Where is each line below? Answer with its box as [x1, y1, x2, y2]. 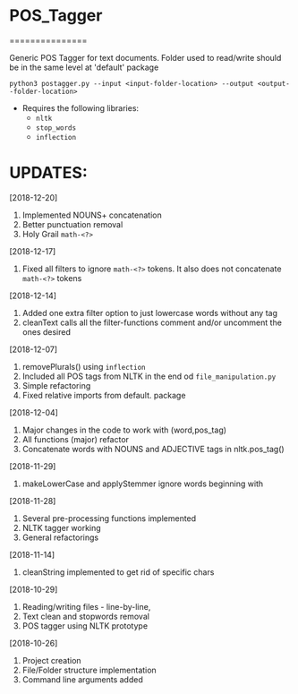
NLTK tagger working [21, 522, 101, 533]
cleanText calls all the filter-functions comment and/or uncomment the [21, 317, 282, 328]
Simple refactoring [21, 380, 91, 390]
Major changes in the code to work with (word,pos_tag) [21, 424, 226, 435]
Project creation [21, 655, 82, 665]
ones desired [21, 326, 72, 337]
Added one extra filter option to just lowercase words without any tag [21, 307, 278, 318]
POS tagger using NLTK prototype [21, 620, 149, 631]
